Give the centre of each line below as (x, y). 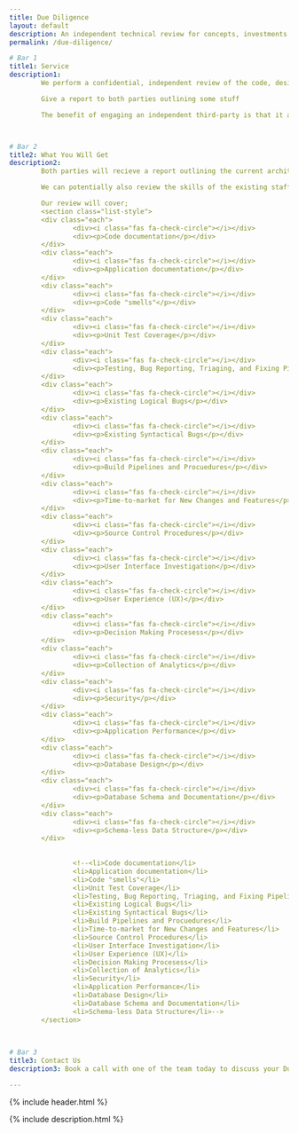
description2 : (35, 163)
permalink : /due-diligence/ (61, 42)
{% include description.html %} (67, 1119)
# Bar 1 (24, 59)
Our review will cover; (85, 203)
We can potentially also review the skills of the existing (154, 187)
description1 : (35, 75)
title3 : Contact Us (45, 1061)
